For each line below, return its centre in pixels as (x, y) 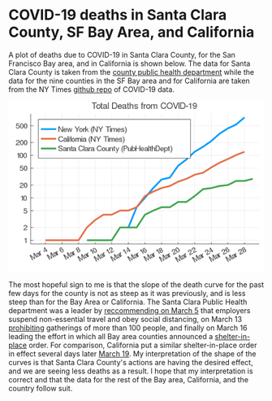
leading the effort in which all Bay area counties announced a (111, 336)
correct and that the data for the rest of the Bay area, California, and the (129, 379)
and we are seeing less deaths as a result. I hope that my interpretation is (131, 371)
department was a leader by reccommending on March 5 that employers (130, 310)
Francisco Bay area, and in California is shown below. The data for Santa (130, 63)
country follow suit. (41, 388)
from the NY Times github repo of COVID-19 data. (91, 89)
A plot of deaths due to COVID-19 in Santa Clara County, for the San (122, 54)
